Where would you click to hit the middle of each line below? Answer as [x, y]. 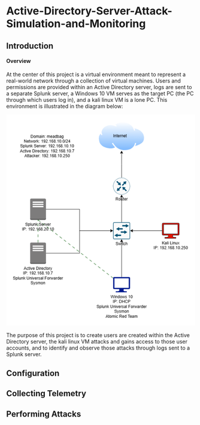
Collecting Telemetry [46, 394]
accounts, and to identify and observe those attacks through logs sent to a [98, 348]
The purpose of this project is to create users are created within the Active [98, 335]
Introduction [30, 46]
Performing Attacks [44, 414]
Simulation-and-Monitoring [76, 24]
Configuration [33, 373]
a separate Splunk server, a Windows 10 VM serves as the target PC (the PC [100, 93]
